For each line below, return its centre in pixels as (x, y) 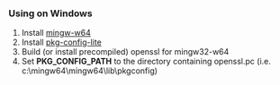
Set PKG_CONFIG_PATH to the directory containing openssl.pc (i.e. (146, 62)
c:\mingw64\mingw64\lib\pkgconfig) (90, 71)
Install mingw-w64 (56, 33)
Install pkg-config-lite (62, 42)
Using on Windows (50, 13)
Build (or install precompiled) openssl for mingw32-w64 (125, 52)
